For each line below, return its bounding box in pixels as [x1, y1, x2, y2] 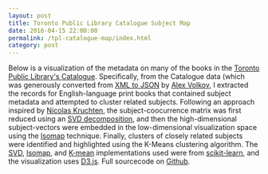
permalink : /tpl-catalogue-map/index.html [8, 34, 152, 42]
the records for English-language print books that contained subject [8, 89, 231, 98]
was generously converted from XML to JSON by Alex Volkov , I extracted [8, 81, 249, 90]
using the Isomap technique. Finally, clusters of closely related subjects [8, 131, 243, 140]
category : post [8, 42, 59, 49]
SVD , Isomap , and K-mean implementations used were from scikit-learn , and [8, 148, 260, 158]
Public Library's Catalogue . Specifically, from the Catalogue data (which [8, 72, 246, 81]
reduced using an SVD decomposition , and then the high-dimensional [8, 114, 238, 124]
